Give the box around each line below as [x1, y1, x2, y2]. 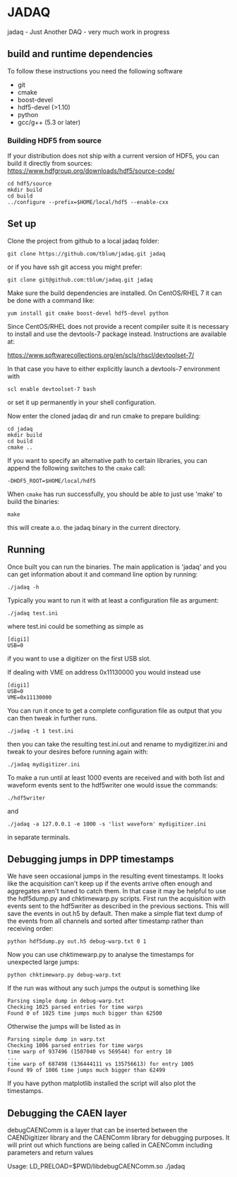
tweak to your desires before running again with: [7, 747, 149, 756]
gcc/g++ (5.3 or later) [17, 118, 81, 126]
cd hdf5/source [7, 181, 52, 188]
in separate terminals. [7, 833, 71, 841]
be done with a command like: [7, 296, 95, 304]
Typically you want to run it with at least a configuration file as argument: [7, 596, 219, 604]
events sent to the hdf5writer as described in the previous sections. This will [7, 902, 229, 910]
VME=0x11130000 [7, 694, 52, 701]
